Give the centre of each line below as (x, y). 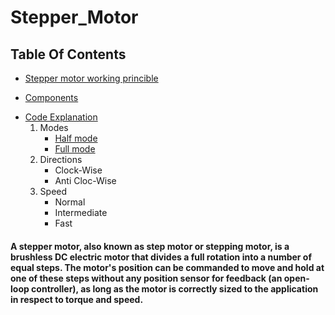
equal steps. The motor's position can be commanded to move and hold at (167, 267)
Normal (70, 202)
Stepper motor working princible (91, 78)
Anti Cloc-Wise (85, 180)
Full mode (75, 149)
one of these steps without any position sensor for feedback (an (146, 278)
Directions (61, 159)
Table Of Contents (68, 54)
